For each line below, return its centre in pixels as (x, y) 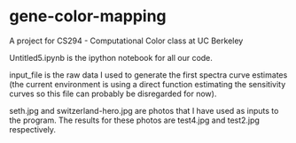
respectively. (32, 129)
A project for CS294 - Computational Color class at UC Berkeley (126, 41)
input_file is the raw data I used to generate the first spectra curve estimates (148, 75)
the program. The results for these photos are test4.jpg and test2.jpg (134, 120)
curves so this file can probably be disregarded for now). (113, 94)
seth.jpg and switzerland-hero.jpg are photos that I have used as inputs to (144, 110)
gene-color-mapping (88, 16)
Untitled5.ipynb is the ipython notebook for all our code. (111, 57)
